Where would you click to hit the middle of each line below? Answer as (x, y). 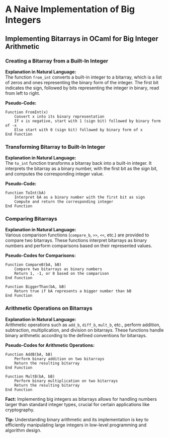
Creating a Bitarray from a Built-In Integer (57, 60)
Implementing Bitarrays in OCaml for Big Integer (82, 39)
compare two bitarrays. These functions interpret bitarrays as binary (76, 240)
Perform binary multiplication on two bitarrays (66, 381)
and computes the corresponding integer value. (55, 174)
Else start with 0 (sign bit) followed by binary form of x (78, 130)
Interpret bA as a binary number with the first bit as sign (79, 198)
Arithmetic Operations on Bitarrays (49, 308)
